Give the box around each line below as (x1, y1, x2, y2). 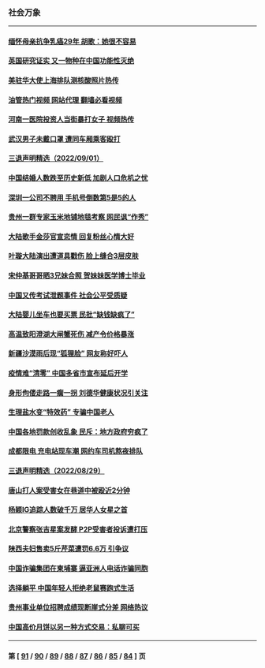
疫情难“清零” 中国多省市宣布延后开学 (8, 368, 129, 378)
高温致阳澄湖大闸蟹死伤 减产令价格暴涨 (8, 329, 135, 338)
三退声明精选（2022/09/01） (8, 154, 104, 163)
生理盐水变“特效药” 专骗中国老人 (8, 408, 114, 417)
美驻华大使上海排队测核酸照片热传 (8, 76, 119, 85)
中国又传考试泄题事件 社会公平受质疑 (8, 290, 128, 300)
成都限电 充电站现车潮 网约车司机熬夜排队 (8, 446, 144, 456)
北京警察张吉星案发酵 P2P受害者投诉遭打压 (8, 524, 148, 534)
